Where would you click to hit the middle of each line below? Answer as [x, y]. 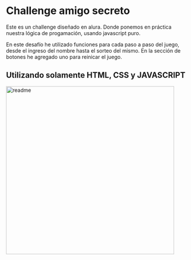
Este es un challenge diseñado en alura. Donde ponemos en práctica [89, 27]
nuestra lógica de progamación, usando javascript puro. [73, 33]
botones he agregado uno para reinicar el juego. [64, 57]
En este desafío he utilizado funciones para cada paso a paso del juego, [93, 44]
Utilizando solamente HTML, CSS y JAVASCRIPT [96, 75]
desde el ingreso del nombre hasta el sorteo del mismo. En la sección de [93, 50]
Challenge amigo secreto [68, 11]
